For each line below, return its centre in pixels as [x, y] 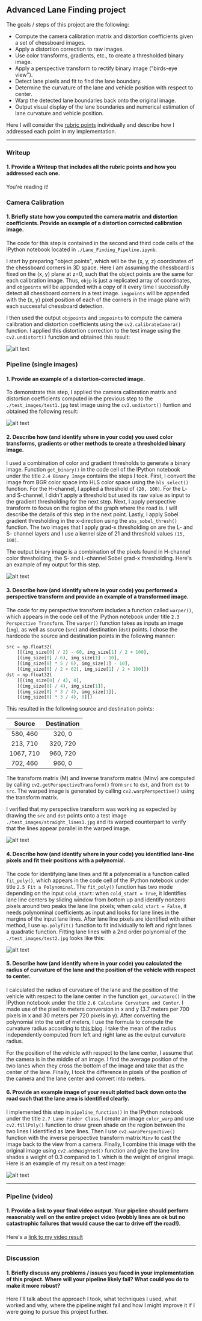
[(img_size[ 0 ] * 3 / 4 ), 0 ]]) [55, 697]
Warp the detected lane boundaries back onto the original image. [95, 100]
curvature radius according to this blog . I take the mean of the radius [91, 1028]
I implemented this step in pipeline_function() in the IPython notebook [95, 1112]
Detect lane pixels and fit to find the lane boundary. [78, 81]
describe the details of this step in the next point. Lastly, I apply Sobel [92, 514]
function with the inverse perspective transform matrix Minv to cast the [94, 1137]
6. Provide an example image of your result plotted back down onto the [96, 1092]
